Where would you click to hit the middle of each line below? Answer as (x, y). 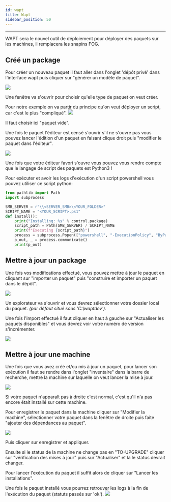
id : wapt (15, 10)
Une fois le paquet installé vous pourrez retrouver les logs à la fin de (77, 488)
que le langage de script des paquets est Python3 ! (59, 168)
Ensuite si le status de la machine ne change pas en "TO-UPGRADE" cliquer (85, 452)
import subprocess (25, 198)
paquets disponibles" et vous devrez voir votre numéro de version (75, 323)
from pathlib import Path (33, 193)
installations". (19, 478)
